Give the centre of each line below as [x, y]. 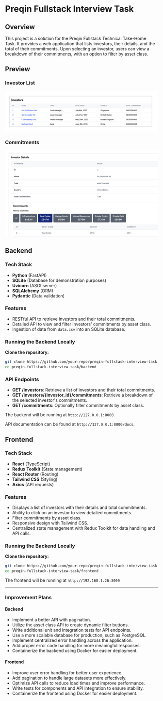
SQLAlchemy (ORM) [33, 291]
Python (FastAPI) [29, 275]
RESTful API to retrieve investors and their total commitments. [74, 319]
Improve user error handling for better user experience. [67, 672]
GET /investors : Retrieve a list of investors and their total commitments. [83, 390]
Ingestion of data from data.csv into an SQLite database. [69, 329]
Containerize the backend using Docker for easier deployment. [75, 651]
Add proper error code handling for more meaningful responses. [76, 646]
